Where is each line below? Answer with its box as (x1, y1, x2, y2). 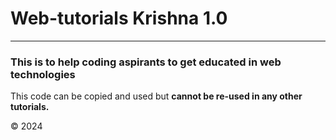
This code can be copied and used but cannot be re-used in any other (10, 90, 303, 102)
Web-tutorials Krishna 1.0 (10, 7, 228, 30)
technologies (10, 67, 76, 81)
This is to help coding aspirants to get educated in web (10, 55, 282, 69)
